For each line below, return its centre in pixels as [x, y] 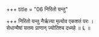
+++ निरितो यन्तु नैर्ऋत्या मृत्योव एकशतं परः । [50, 21]
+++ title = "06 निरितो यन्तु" [37, 9]
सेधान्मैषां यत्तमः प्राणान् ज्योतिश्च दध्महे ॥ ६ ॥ [48, 28]
